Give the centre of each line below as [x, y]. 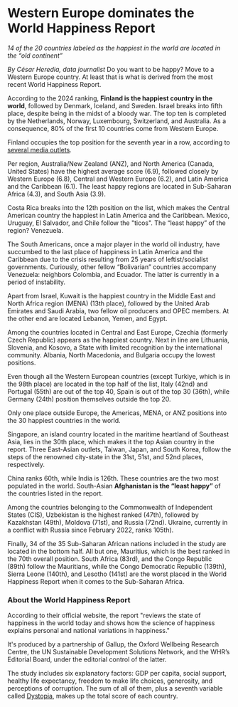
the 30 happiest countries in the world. [64, 420]
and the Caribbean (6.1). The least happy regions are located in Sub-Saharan [119, 186]
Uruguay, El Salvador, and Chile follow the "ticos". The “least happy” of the [117, 223]
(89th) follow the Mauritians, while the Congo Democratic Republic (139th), [117, 566]
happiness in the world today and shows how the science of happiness [111, 623]
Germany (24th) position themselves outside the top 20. [90, 399]
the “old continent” [35, 56]
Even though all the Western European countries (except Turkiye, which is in [119, 376]
